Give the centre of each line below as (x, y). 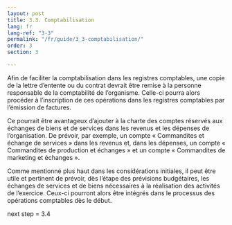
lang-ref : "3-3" (30, 33)
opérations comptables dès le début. (60, 200)
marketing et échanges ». (44, 157)
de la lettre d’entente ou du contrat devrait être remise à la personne (105, 85)
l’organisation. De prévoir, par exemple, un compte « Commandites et (106, 135)
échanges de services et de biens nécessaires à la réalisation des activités (114, 186)
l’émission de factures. (39, 107)
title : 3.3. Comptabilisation (51, 20)
